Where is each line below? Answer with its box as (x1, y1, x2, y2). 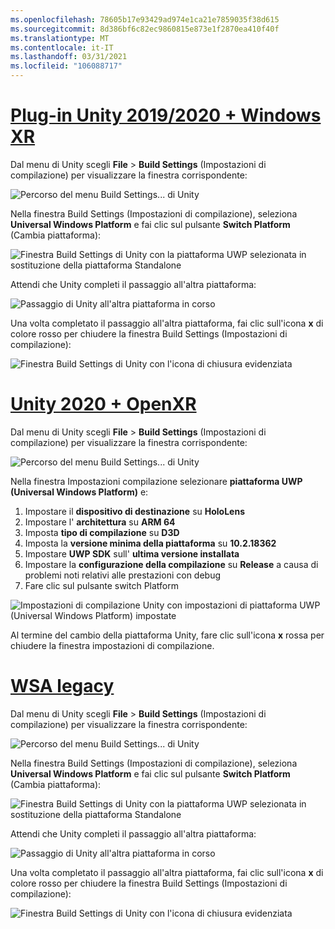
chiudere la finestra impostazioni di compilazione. (10, 639, 215, 651)
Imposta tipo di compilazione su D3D (24, 526, 180, 538)
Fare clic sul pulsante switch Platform (24, 579, 179, 591)
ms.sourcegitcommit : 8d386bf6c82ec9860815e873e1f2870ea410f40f (10, 24, 280, 34)
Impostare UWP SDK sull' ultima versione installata (24, 547, 240, 560)
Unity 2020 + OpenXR (10, 393, 197, 416)
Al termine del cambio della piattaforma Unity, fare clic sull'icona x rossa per (10, 629, 325, 641)
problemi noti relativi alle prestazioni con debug (24, 569, 222, 581)
